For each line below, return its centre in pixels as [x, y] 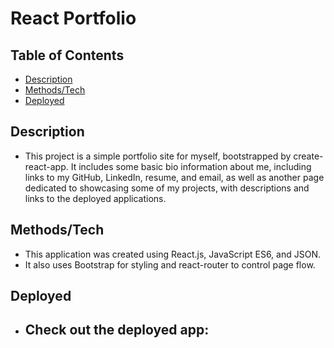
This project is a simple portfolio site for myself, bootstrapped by [158, 156]
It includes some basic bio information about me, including [191, 166]
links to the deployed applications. [95, 198]
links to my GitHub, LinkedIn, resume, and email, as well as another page [174, 177]
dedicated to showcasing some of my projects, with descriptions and [167, 188]
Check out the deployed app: [117, 330]
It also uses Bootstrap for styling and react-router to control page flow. [170, 264]
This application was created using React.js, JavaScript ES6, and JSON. [172, 254]
